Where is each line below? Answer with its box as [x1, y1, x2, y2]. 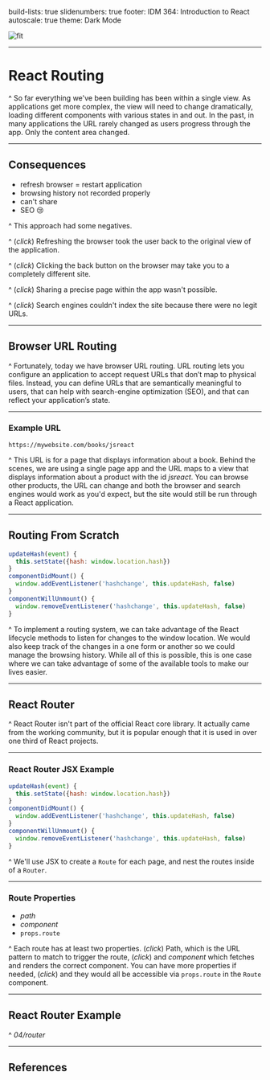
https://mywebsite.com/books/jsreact [8, 441, 135, 449]
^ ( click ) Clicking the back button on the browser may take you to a [8, 261, 230, 270]
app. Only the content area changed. [8, 127, 130, 137]
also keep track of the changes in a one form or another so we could [8, 641, 235, 651]
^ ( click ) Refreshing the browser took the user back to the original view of [8, 236, 252, 246]
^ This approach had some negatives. [8, 220, 133, 230]
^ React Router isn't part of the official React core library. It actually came [8, 719, 251, 729]
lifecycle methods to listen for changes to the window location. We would [8, 633, 251, 643]
